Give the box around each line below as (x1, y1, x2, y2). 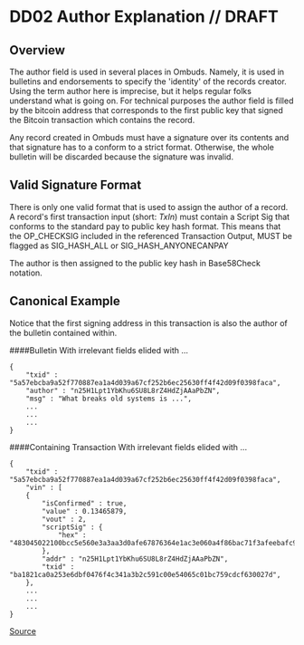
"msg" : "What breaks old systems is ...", (25, 394, 193, 403)
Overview (9, 43, 66, 58)
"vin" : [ (25, 483, 63, 492)
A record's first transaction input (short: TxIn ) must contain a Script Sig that (9, 211, 290, 222)
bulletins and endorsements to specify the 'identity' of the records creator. (9, 76, 287, 87)
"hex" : (57, 530, 88, 540)
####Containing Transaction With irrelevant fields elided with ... (9, 441, 247, 452)
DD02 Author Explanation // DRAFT (9, 6, 279, 27)
